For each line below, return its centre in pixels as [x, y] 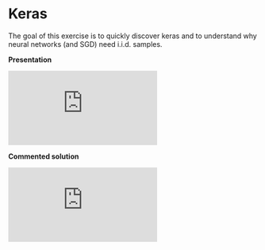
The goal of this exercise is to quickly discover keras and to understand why [133, 36]
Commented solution [44, 156]
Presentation [30, 60]
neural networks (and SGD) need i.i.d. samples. [85, 44]
